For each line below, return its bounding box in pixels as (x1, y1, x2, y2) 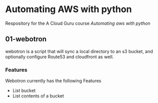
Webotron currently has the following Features (5, 78, 102, 84)
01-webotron (5, 35, 47, 43)
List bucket (12, 87, 36, 94)
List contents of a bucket (12, 93, 64, 99)
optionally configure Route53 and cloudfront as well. (5, 54, 114, 60)
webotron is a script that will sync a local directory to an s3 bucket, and (5, 48, 153, 54)
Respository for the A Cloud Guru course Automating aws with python (5, 20, 151, 26)
